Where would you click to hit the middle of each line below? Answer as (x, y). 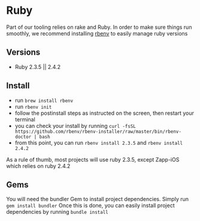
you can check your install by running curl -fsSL (75, 126)
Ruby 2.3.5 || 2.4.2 (38, 67)
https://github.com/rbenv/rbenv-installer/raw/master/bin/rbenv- (98, 132)
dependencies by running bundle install (57, 212)
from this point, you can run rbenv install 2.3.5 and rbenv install (99, 142)
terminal (25, 119)
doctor (23, 137)
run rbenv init (33, 106)
